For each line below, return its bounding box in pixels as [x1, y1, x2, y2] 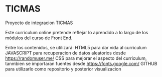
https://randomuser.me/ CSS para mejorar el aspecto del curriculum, [5, 55, 147, 61]
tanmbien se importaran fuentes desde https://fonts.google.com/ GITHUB [5, 60, 157, 66]
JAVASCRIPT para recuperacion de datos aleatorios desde [5, 50, 126, 56]
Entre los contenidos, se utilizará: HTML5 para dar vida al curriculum [5, 44, 147, 50]
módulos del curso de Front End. [5, 35, 73, 41]
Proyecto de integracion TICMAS [5, 20, 73, 26]
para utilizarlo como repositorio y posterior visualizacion [5, 66, 121, 72]
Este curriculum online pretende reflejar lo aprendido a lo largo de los [5, 29, 148, 35]
